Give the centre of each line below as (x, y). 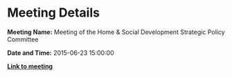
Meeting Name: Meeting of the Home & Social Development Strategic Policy (116, 32)
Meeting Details (54, 13)
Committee (23, 39)
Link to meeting (30, 66)
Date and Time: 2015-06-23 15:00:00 (61, 53)
